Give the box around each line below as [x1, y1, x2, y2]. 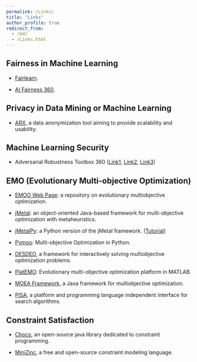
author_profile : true [6, 20, 60, 26]
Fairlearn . [14, 74, 39, 81]
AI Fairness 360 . [14, 86, 55, 93]
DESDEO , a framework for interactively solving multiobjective [14, 250, 165, 258]
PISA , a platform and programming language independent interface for [14, 292, 188, 299]
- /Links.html [11, 36, 46, 42]
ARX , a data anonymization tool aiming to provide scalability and [14, 119, 173, 126]
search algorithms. [14, 298, 61, 305]
